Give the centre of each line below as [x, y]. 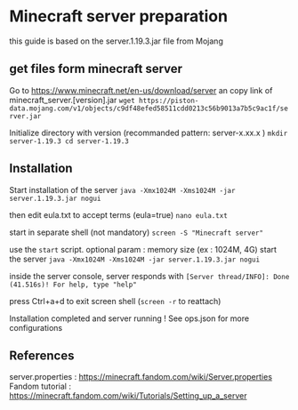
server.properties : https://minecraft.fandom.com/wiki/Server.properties [141, 377]
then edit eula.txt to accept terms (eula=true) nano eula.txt [119, 214]
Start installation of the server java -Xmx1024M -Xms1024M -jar [122, 189]
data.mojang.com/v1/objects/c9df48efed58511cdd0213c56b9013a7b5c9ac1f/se [149, 109]
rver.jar [25, 116]
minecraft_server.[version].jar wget [72, 100]
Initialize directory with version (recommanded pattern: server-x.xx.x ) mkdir [149, 133]
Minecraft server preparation [119, 16]
